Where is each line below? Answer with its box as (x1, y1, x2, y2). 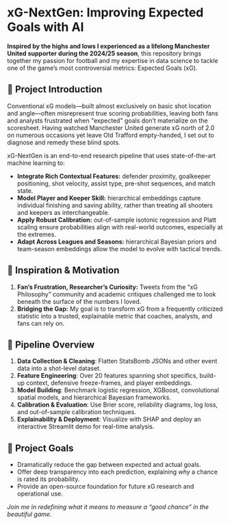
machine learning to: (7, 159, 65, 167)
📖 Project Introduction (7, 84, 103, 95)
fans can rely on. (16, 319, 65, 327)
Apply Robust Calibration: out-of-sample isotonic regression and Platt (16, 216, 217, 224)
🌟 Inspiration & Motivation (7, 265, 120, 277)
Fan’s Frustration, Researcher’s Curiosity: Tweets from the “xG (16, 283, 199, 291)
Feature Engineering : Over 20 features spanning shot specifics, (16, 372, 199, 380)
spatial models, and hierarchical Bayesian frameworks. (16, 394, 171, 402)
